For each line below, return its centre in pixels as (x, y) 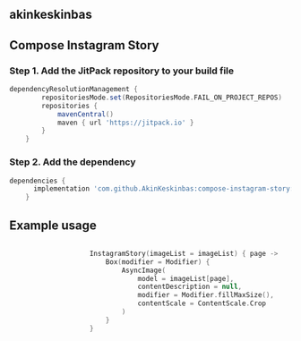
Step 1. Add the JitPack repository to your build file (122, 71)
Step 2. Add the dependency (73, 162)
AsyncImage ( (144, 270)
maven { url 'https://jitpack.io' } (125, 123)
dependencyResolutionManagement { (74, 90)
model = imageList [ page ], (186, 278)
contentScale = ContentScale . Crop (202, 303)
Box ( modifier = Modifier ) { (158, 262)
